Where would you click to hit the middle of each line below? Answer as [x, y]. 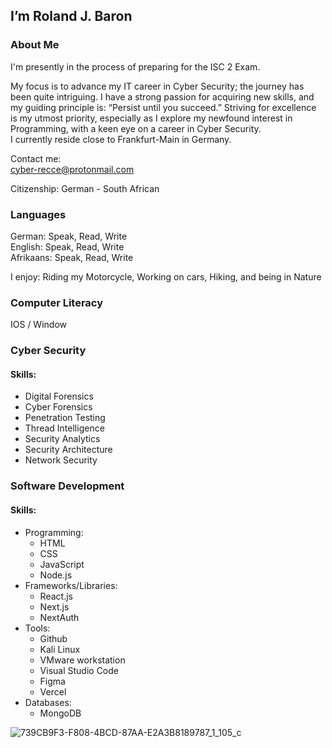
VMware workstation [82, 660]
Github [53, 638]
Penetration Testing [65, 418]
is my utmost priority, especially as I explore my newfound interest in [151, 118]
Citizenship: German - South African [85, 188]
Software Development [67, 486]
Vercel [53, 691]
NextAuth [59, 617]
